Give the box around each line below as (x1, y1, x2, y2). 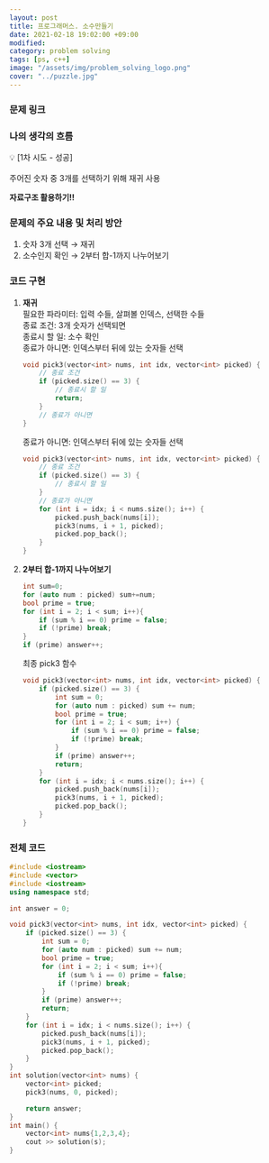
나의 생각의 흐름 (9, 130, 74, 142)
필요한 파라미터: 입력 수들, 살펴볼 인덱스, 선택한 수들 (22, 308, 205, 319)
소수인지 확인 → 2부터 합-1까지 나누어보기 (22, 250, 169, 261)
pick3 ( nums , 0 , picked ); (25, 1087, 119, 1096)
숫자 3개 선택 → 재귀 (22, 239, 95, 250)
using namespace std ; (9, 887, 91, 897)
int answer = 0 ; (9, 903, 70, 913)
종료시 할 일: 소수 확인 (22, 331, 100, 342)
